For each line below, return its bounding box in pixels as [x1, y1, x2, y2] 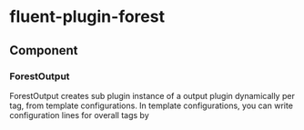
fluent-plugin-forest [9, 6, 166, 27]
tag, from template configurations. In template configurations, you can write [9, 100, 294, 111]
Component [9, 43, 79, 58]
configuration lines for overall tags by [9, 109, 150, 120]
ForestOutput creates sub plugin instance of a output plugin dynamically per [9, 90, 296, 101]
